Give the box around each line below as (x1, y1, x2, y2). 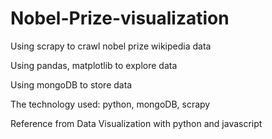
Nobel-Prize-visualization (10, 7, 230, 30)
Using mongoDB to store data (10, 78, 133, 91)
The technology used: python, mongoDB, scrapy (10, 98, 211, 110)
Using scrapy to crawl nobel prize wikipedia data (10, 40, 212, 52)
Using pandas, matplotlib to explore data (10, 59, 178, 71)
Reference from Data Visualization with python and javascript (10, 117, 263, 129)
